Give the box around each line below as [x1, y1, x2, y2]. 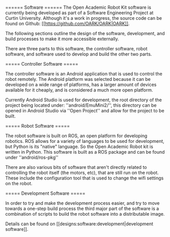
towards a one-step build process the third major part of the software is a [5, 205, 159, 212]
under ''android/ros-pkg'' [5, 155, 59, 160]
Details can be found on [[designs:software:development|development [5, 221, 154, 227]
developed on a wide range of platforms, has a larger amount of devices [5, 81, 157, 87]
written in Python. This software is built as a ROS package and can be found [5, 149, 165, 155]
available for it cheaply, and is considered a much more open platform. [5, 87, 153, 93]
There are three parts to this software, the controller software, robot [5, 46, 148, 51]
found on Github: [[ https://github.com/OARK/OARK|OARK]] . [5, 20, 130, 26]
